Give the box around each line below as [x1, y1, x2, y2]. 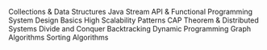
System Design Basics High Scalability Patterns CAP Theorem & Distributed [8, 15, 260, 25]
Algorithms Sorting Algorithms [8, 32, 109, 42]
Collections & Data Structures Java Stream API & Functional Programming [8, 7, 252, 16]
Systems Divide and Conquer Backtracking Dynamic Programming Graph [8, 24, 252, 33]
